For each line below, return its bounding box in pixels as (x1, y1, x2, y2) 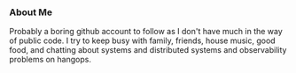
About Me (9, 6, 53, 18)
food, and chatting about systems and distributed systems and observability (9, 45, 287, 55)
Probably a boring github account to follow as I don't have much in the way (9, 26, 284, 37)
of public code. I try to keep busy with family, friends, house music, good (9, 35, 277, 46)
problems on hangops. (9, 55, 91, 65)
